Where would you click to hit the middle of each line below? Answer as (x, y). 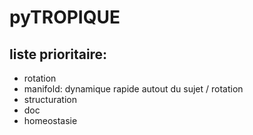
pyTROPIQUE (65, 17)
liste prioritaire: (58, 54)
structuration (50, 99)
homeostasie (50, 120)
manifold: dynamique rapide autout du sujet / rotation (133, 89)
